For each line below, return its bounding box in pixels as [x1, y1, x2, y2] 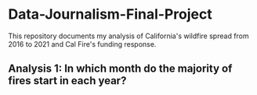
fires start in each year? [8, 74, 127, 87]
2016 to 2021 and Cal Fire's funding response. [8, 39, 157, 48]
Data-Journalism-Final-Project [8, 5, 213, 23]
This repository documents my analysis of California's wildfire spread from [8, 31, 249, 40]
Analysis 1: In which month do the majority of [8, 62, 233, 76]
